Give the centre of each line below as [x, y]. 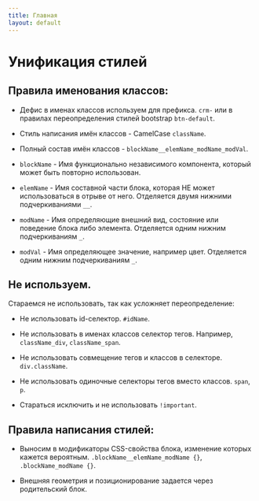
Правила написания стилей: [81, 430]
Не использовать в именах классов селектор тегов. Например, [126, 334]
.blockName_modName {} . [58, 466]
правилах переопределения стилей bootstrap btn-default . [117, 118]
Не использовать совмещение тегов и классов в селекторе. [120, 358]
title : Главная [33, 15]
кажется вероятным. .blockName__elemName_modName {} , [111, 457]
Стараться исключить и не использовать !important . [108, 405]
